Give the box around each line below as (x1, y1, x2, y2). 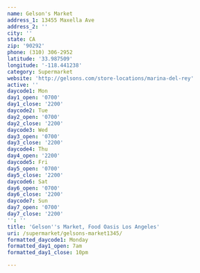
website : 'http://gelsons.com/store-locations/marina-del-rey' (7, 74, 194, 82)
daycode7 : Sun (7, 197, 49, 205)
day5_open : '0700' (7, 165, 60, 172)
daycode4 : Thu (7, 146, 49, 153)
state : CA (7, 36, 36, 43)
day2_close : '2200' (7, 119, 64, 127)
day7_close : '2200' (7, 210, 64, 217)
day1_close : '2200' (7, 101, 64, 108)
